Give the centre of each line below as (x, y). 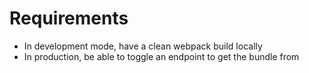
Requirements (69, 18)
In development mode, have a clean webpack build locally (143, 46)
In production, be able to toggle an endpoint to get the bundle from (161, 56)
